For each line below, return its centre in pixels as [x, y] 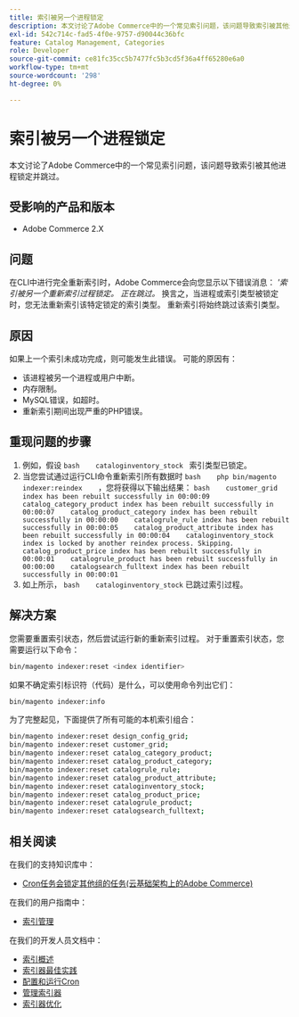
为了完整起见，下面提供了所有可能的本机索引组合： [103, 720]
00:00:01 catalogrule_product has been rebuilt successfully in [149, 558]
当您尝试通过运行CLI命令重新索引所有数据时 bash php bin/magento [149, 476]
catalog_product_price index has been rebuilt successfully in [142, 551]
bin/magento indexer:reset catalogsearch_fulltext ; [107, 811]
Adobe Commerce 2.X [63, 229]
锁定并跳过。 [40, 176]
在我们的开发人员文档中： [56, 940]
